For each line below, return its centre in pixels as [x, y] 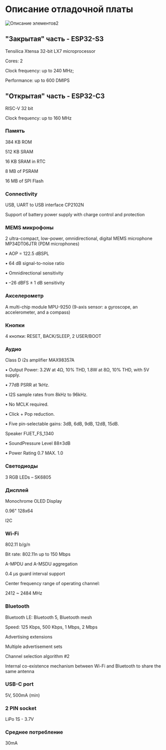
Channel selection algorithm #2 [37, 656]
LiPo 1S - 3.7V [19, 719]
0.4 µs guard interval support [35, 574]
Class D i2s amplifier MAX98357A [40, 360]
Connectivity [21, 194]
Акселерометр [24, 296]
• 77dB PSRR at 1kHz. [27, 385]
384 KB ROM [19, 142]
